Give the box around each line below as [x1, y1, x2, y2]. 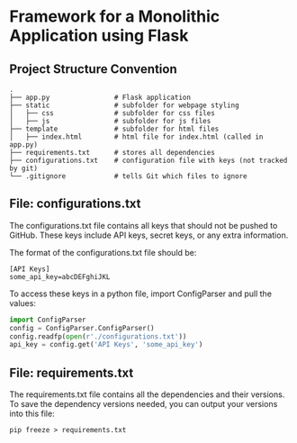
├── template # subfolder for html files [9, 124, 220, 133]
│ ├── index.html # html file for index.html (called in [9, 132, 264, 141]
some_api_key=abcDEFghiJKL [9, 272, 111, 281]
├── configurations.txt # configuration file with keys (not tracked [9, 156, 288, 165]
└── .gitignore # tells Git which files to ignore [9, 172, 247, 181]
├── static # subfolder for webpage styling [9, 101, 240, 110]
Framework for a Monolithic [9, 6, 220, 27]
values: [9, 297, 36, 308]
